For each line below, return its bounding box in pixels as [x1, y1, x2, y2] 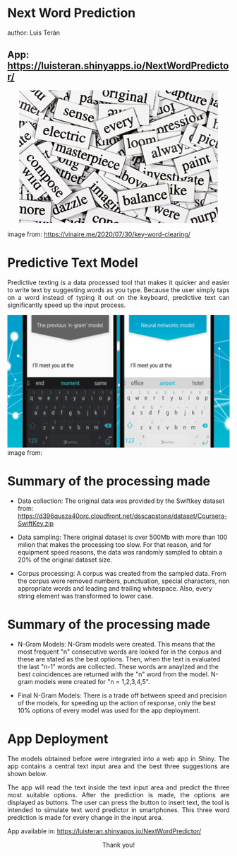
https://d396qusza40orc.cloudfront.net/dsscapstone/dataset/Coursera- [17, 511, 228, 520]
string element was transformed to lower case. [17, 591, 154, 600]
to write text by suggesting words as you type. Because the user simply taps [7, 285, 230, 294]
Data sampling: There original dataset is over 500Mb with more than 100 [17, 533, 228, 541]
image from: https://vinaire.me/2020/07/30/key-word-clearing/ [7, 230, 190, 238]
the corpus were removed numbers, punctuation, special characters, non [17, 577, 230, 585]
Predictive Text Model [7, 255, 139, 270]
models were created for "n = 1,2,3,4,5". [34, 677, 150, 686]
